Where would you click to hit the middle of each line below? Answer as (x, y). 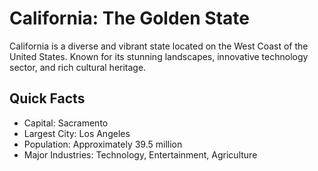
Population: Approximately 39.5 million (103, 144)
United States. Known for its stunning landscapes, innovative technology (159, 56)
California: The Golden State (129, 18)
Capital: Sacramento (66, 123)
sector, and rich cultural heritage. (78, 67)
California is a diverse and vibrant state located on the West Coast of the (159, 46)
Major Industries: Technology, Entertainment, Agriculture (140, 154)
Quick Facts (47, 98)
